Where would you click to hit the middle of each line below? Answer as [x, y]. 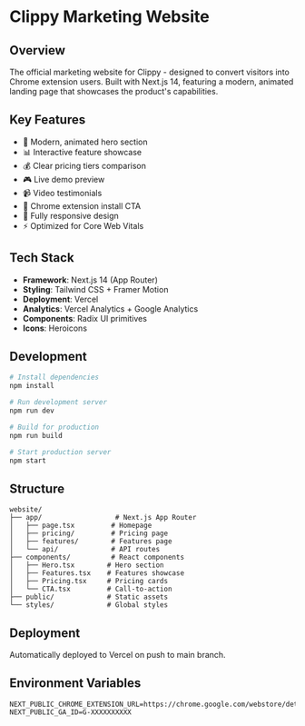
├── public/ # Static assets [89, 597]
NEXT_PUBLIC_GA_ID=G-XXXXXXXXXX [70, 712]
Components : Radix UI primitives [85, 318]
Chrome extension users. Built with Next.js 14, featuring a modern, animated [152, 82]
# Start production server [60, 452]
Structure [37, 488]
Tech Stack [42, 258]
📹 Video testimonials [62, 193]
